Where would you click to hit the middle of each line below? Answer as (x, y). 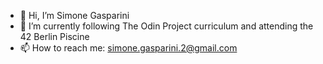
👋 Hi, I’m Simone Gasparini (74, 15)
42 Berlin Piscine (54, 36)
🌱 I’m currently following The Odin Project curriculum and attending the (166, 26)
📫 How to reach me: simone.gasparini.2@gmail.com (128, 48)
